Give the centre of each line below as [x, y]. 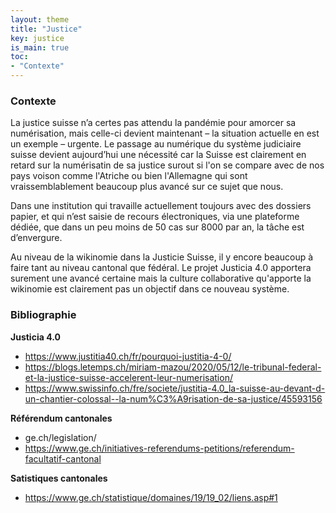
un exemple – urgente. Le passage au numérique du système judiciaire [156, 144]
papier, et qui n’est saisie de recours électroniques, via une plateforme [155, 217]
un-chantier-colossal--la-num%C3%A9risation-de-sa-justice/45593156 [173, 398]
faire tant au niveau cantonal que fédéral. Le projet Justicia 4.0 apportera [161, 268]
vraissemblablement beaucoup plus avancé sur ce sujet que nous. [147, 187]
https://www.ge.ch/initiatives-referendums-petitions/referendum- [159, 448]
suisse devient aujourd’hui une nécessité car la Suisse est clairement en [158, 155]
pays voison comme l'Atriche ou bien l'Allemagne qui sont [129, 176]
